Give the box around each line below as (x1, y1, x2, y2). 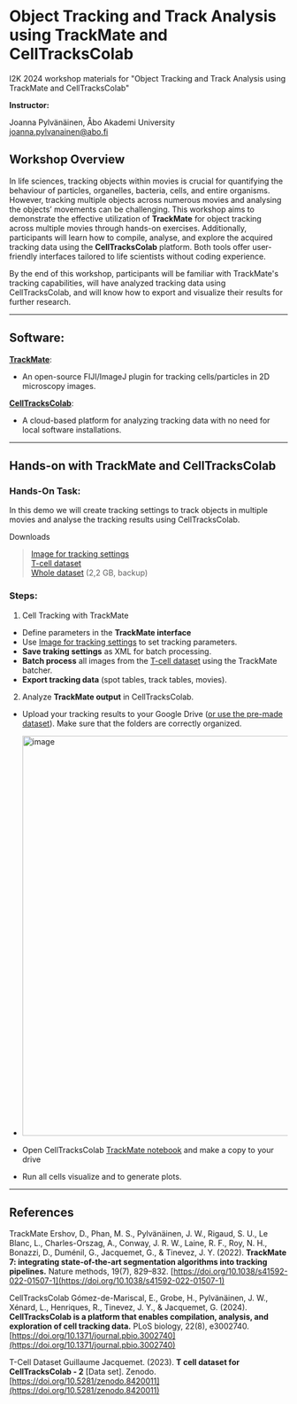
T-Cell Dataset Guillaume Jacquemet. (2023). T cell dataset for (9, 1357, 240, 1368)
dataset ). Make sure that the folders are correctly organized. (21, 718, 242, 729)
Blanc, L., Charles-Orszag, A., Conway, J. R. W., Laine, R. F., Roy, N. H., (9, 1238, 268, 1249)
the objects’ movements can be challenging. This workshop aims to (9, 204, 255, 214)
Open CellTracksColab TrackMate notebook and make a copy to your (21, 1144, 274, 1155)
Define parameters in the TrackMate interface (21, 627, 192, 637)
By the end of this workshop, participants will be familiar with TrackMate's (9, 268, 279, 278)
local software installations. (21, 424, 122, 435)
